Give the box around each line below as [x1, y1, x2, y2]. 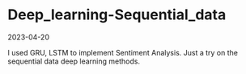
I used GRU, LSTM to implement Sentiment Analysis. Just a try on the [7, 47, 238, 57]
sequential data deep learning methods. [7, 56, 141, 66]
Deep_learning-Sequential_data [7, 6, 227, 24]
